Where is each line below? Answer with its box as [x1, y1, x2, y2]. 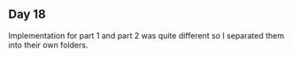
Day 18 [8, 7, 46, 22]
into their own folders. [8, 39, 89, 50]
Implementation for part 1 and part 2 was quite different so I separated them [8, 30, 285, 40]
